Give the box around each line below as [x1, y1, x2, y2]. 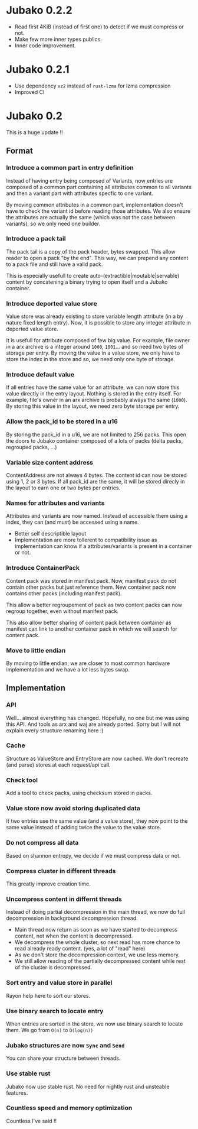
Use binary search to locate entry [6, 1007, 104, 1015]
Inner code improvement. [14, 42, 76, 49]
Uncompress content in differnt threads [6, 895, 122, 903]
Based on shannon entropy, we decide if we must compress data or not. [6, 852, 181, 859]
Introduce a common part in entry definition [6, 164, 134, 172]
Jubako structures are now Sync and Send [6, 1041, 125, 1049]
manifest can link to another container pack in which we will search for [6, 625, 178, 632]
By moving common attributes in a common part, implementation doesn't [6, 201, 184, 208]
